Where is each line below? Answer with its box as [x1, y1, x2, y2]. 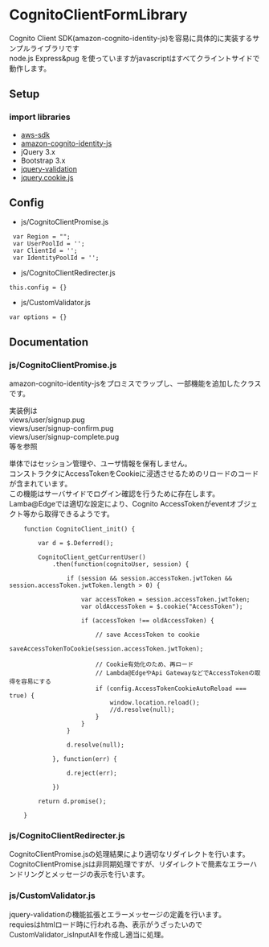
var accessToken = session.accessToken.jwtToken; [80, 596, 251, 604]
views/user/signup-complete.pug [9, 432, 120, 442]
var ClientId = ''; [12, 247, 79, 255]
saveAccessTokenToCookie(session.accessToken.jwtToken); [9, 645, 204, 653]
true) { [9, 692, 35, 700]
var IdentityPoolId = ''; [12, 254, 100, 263]
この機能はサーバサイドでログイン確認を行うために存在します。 [9, 489, 220, 498]
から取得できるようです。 [30, 509, 115, 519]
